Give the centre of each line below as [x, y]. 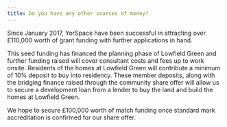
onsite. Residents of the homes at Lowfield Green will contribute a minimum [114, 68]
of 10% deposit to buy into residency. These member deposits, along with [111, 75]
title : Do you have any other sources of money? [78, 13]
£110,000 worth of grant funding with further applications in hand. [100, 40]
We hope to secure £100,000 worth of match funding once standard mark [111, 110]
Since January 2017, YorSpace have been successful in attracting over [107, 33]
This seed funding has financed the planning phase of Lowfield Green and [112, 53]
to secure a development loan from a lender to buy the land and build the [110, 89]
